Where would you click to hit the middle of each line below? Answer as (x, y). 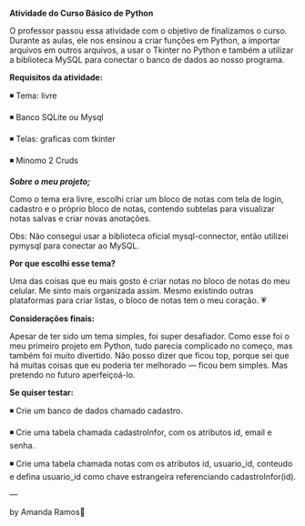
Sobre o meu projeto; (50, 182)
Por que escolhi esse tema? (63, 263)
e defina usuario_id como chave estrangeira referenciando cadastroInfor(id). (153, 476)
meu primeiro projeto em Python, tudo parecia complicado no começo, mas (151, 346)
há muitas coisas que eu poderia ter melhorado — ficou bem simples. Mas (149, 365)
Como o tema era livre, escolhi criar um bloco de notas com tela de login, (147, 199)
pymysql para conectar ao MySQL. (74, 246)
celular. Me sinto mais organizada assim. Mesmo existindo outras (132, 291)
